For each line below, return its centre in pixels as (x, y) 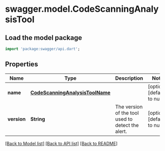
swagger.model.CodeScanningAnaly (82, 9)
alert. (121, 131)
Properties (22, 64)
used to (124, 119)
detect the (127, 125)
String (38, 119)
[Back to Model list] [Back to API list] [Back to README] (61, 143)
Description (129, 78)
